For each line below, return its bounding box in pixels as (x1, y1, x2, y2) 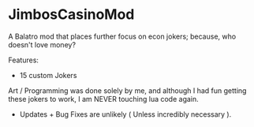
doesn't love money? (8, 39, 77, 49)
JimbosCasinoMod (8, 6, 135, 24)
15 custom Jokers (19, 70, 77, 80)
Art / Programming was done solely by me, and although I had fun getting (8, 85, 247, 95)
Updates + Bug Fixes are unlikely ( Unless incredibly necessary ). (19, 109, 232, 119)
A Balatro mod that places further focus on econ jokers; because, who (8, 32, 237, 41)
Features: (8, 55, 39, 65)
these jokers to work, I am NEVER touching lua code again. (8, 94, 199, 103)
